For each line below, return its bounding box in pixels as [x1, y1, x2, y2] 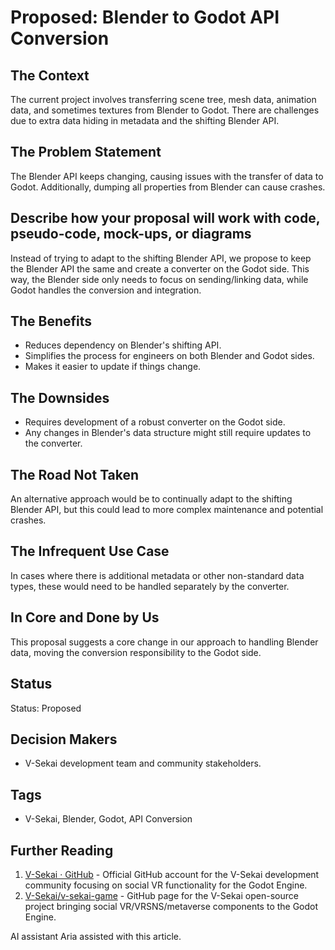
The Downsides [10, 389, 110, 406]
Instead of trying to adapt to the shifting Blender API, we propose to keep [10, 252, 312, 264]
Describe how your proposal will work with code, [10, 210, 321, 227]
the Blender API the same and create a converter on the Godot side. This [10, 262, 310, 275]
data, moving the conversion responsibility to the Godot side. [10, 646, 262, 658]
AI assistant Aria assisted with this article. [10, 930, 182, 942]
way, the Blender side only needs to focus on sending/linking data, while [10, 273, 309, 285]
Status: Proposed [10, 702, 82, 714]
